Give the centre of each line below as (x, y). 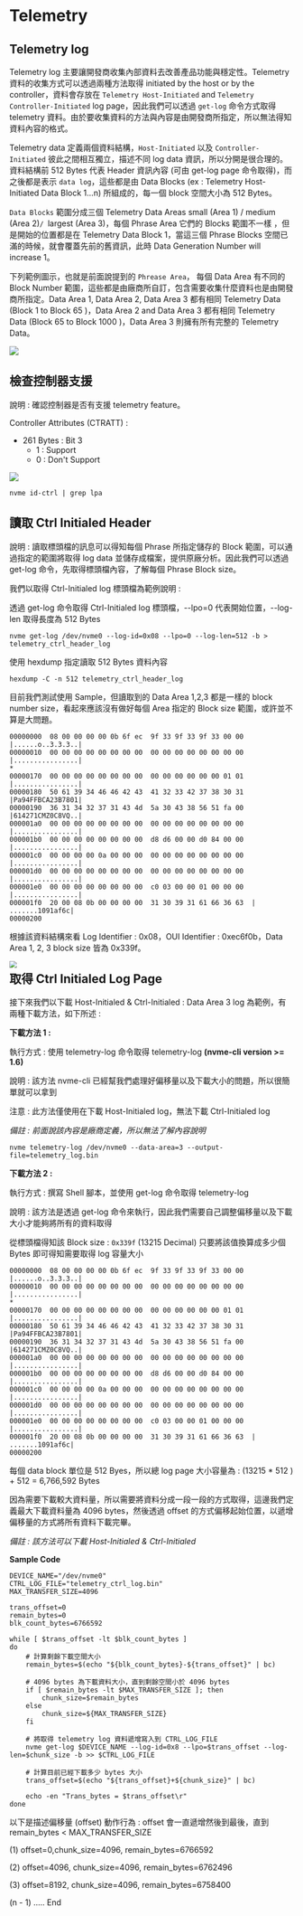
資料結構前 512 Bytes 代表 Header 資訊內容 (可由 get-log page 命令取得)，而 (151, 170)
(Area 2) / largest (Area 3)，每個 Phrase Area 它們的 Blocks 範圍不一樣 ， (146, 223)
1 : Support (56, 449)
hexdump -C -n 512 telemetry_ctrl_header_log (96, 679)
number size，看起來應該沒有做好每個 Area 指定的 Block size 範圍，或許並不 (151, 708)
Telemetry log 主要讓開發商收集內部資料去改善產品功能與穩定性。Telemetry (150, 72)
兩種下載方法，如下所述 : (55, 1014)
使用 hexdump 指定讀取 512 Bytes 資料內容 (89, 662)
